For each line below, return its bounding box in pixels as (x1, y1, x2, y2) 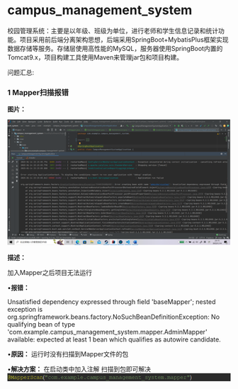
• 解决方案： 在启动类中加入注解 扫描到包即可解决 (7, 364, 151, 373)
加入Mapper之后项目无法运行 (7, 268, 93, 276)
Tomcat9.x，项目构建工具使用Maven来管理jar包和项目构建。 (7, 52, 183, 62)
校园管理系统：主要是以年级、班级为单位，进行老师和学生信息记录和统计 (7, 26, 218, 35)
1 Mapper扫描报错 (7, 87, 69, 97)
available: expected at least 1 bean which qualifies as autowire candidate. (7, 335, 221, 344)
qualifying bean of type (7, 320, 76, 328)
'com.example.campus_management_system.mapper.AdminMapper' (7, 327, 208, 336)
